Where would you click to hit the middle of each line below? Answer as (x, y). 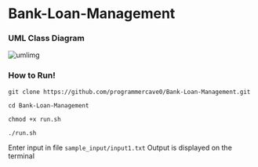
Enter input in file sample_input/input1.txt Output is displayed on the (120, 147)
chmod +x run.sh (35, 119)
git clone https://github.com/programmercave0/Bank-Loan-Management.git (129, 92)
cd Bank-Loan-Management (49, 105)
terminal (22, 156)
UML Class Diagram (46, 38)
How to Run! (32, 75)
